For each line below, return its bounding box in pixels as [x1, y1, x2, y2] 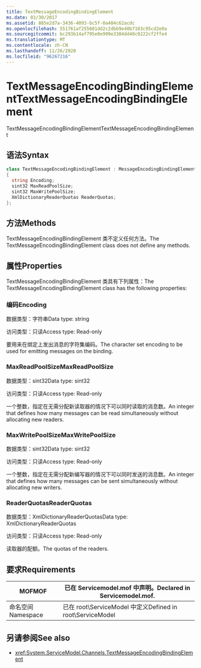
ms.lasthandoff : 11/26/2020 [6, 48, 77, 54]
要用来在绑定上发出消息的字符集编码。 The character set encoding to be [6, 341, 183, 348]
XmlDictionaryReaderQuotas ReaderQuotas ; [11, 194, 117, 200]
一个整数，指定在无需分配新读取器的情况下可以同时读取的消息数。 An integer [6, 402, 194, 410]
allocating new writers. [6, 484, 62, 491]
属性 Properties [6, 261, 62, 271]
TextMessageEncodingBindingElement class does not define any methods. [6, 241, 190, 249]
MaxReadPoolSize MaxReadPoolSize [6, 363, 114, 371]
